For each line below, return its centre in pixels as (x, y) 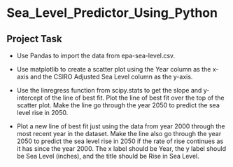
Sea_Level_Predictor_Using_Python (112, 13)
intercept (30, 98)
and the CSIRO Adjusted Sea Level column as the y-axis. (112, 76)
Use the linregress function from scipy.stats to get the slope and (109, 90)
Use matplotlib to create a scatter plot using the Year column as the (114, 69)
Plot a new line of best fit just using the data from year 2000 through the (121, 126)
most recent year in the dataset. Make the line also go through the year (119, 134)
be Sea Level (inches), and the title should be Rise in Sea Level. (108, 156)
